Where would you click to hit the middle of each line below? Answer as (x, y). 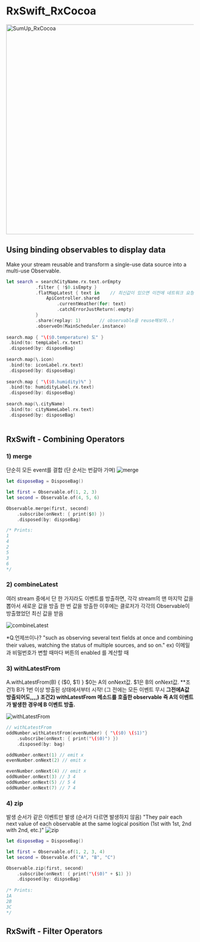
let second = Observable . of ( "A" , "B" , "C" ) (61, 857)
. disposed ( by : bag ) (41, 744)
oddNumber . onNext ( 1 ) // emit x (45, 755)
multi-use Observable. (34, 271)
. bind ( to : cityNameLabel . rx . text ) (51, 409)
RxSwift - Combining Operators (65, 439)
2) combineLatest (32, 585)
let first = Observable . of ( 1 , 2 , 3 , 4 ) (56, 852)
